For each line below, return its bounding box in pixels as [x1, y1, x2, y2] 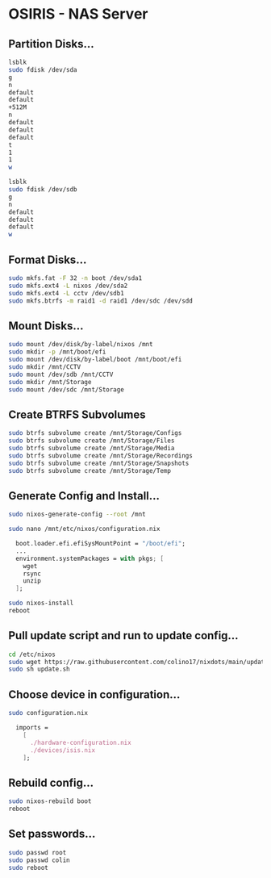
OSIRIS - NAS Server [8, 5, 148, 23]
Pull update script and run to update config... [8, 629, 240, 642]
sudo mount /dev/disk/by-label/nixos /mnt [8, 341, 153, 349]
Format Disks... [8, 253, 87, 266]
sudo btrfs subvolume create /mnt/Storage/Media [8, 444, 175, 452]
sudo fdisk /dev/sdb [8, 186, 78, 194]
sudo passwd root [8, 848, 67, 856]
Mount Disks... [8, 319, 84, 332]
